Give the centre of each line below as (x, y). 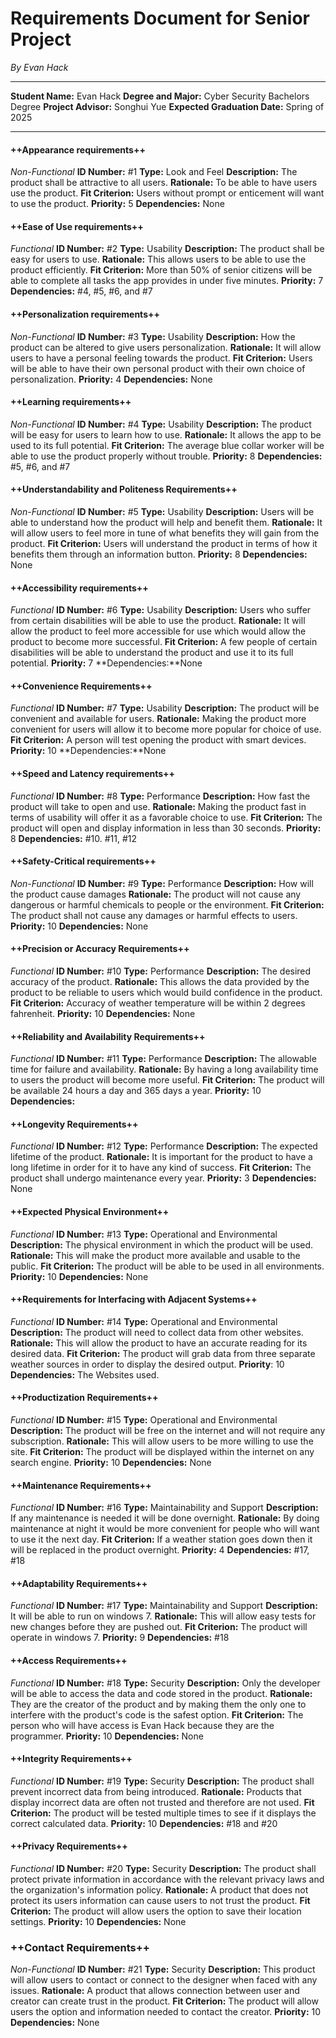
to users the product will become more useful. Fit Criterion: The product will (167, 1080)
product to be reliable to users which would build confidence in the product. (166, 992)
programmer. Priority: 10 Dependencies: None (107, 1736)
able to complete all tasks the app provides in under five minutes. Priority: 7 (167, 281)
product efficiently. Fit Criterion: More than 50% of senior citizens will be (161, 270)
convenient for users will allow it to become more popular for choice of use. (166, 729)
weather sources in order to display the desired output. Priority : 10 (147, 1364)
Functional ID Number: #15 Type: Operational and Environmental (144, 1419)
